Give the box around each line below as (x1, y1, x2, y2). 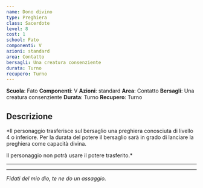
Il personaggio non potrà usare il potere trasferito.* (6, 152, 133, 159)
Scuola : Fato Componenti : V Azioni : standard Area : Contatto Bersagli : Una (6, 87, 195, 94)
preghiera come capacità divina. (6, 140, 86, 147)
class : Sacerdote (6, 20, 50, 26)
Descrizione (6, 111, 53, 122)
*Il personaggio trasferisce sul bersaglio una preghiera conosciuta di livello (6, 128, 193, 135)
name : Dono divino (6, 8, 53, 15)
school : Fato (6, 37, 39, 43)
